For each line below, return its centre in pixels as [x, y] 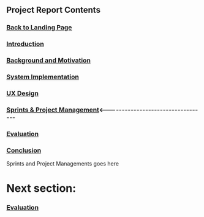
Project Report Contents [54, 10]
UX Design [22, 93]
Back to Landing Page [39, 28]
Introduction [25, 44]
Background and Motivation [48, 61]
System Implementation [43, 77]
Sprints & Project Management [53, 110]
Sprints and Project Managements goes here [63, 164]
